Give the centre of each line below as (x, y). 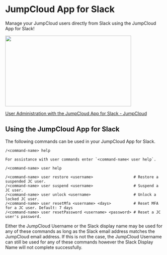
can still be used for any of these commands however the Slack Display (79, 242)
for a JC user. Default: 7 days (39, 208)
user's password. (23, 217)
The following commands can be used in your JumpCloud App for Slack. (80, 141)
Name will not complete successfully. (44, 247)
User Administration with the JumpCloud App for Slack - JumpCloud (76, 113)
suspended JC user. (26, 181)
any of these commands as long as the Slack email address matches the (80, 231)
